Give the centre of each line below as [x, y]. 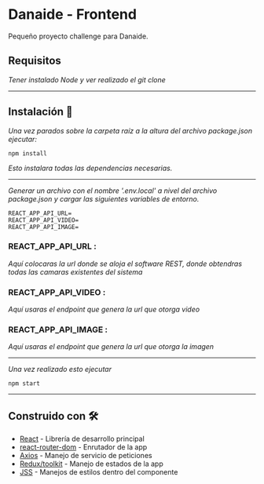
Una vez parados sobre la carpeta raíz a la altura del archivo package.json [130, 130]
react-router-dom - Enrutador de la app [83, 447]
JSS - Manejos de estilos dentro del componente [99, 472]
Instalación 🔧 [40, 112]
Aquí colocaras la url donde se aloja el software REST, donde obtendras [125, 264]
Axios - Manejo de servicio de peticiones [86, 456]
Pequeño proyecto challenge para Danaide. [78, 36]
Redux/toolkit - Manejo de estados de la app [91, 464]
